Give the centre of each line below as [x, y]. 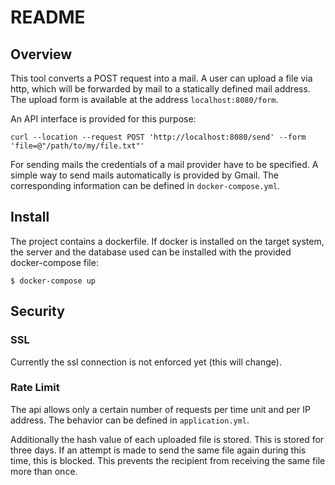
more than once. [44, 471]
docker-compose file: [54, 262]
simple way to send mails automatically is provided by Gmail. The [144, 175]
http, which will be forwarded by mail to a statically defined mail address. [160, 89]
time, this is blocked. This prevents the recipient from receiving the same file [168, 460]
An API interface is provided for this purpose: [103, 119]
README [48, 17]
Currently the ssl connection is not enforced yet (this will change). [146, 362]
